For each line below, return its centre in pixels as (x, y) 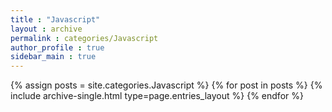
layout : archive (46, 29)
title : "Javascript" (55, 19)
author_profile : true (57, 47)
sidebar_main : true (53, 57)
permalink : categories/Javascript (84, 38)
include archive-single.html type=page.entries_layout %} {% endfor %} (157, 96)
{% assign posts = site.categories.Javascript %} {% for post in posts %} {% (166, 85)
